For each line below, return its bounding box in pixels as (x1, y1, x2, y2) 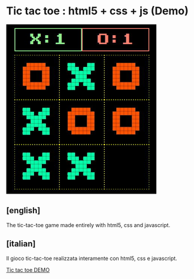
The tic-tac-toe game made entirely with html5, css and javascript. (6, 221, 171, 228)
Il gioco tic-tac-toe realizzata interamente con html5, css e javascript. (6, 255, 178, 262)
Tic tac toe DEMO (6, 266, 50, 273)
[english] (6, 206, 41, 216)
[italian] (6, 239, 36, 249)
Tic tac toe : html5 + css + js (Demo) (6, 4, 189, 18)
